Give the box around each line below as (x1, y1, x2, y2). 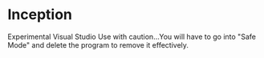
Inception (7, 6, 73, 24)
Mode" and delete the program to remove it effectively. (7, 40, 189, 49)
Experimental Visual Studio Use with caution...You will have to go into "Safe (7, 32, 256, 41)
